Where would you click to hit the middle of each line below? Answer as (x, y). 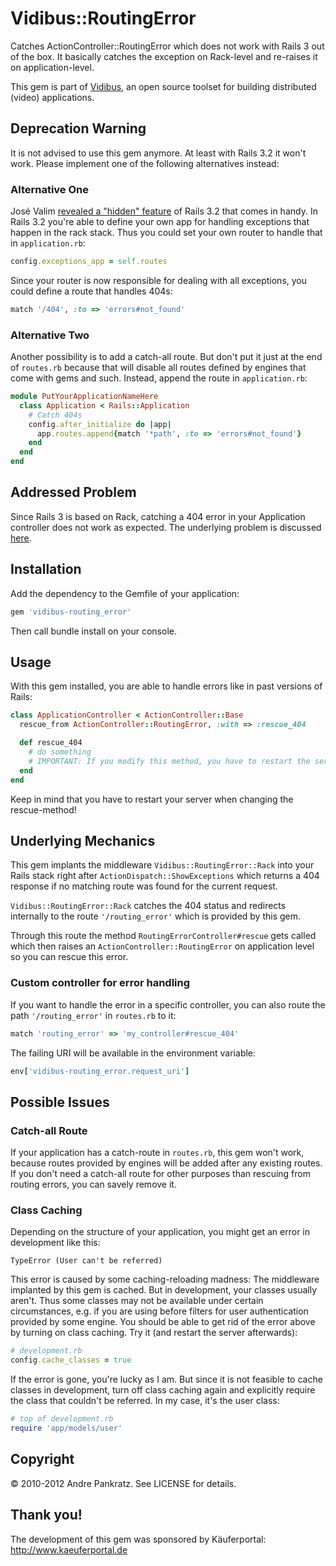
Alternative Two (50, 335)
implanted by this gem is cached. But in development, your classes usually (164, 1290)
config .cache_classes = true (71, 1360)
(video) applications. (52, 97)
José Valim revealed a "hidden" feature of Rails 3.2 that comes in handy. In (164, 211)
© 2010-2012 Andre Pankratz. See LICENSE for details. (123, 1483)
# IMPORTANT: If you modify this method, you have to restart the (169, 761)
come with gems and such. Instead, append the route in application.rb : (159, 378)
